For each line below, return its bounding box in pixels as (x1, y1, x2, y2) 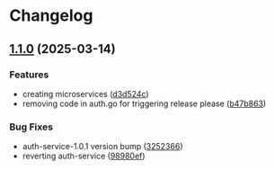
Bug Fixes (9, 121, 54, 133)
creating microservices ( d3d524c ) (22, 88, 150, 99)
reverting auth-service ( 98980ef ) (22, 150, 146, 162)
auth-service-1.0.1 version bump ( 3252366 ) (22, 141, 183, 152)
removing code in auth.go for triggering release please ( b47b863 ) (22, 98, 267, 109)
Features (9, 68, 49, 81)
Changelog (9, 5, 93, 26)
